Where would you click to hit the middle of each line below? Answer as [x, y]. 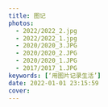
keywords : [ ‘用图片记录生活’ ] [55, 76]
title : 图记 [27, 16]
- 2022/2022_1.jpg [47, 38]
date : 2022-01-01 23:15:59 [54, 83]
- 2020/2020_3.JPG [47, 46]
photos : [21, 23]
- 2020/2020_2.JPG [47, 53]
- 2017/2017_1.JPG [47, 68]
